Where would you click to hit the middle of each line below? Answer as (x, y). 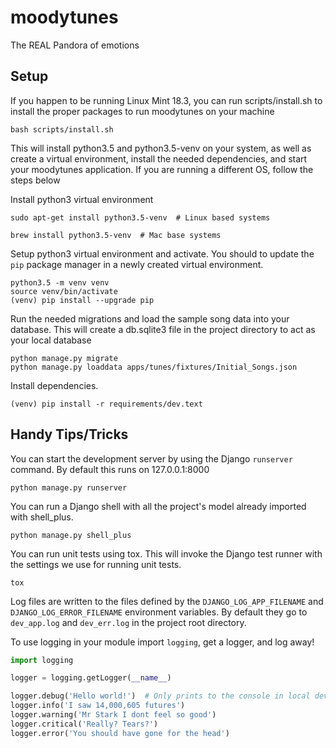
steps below (35, 180)
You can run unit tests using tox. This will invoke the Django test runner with (166, 553)
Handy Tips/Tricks (69, 434)
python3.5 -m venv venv (60, 282)
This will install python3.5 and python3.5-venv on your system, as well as (161, 148)
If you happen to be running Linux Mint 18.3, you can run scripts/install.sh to (166, 100)
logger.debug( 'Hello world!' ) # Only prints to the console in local (160, 696)
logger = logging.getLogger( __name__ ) (91, 678)
